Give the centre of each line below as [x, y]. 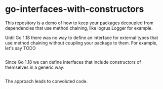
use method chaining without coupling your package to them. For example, [81, 43]
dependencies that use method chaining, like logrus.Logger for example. [79, 28]
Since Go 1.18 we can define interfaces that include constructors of [73, 62]
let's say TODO [20, 48]
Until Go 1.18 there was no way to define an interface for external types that [81, 38]
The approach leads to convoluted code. [46, 81]
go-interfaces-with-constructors [75, 9]
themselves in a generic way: [35, 67]
